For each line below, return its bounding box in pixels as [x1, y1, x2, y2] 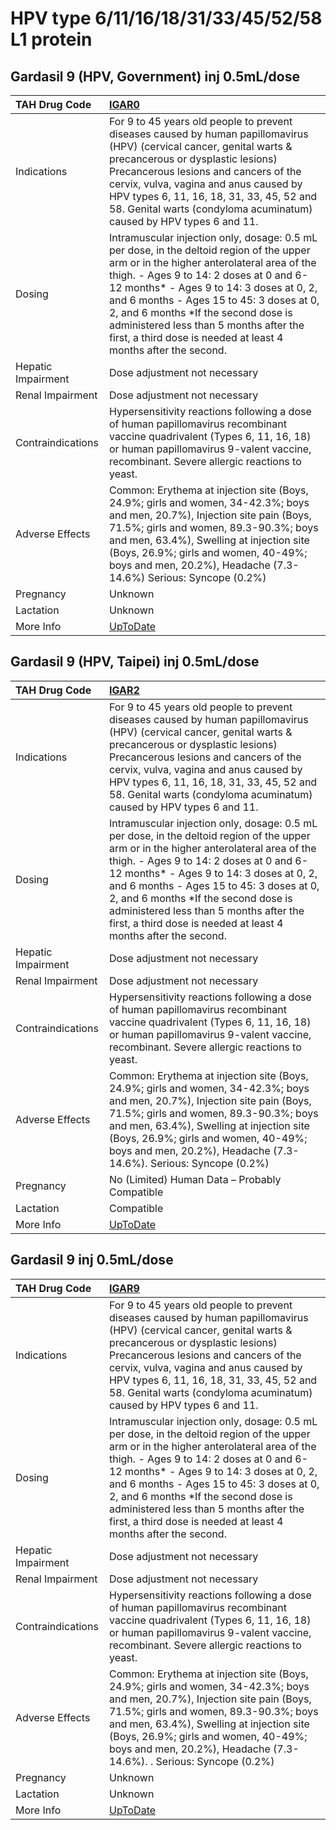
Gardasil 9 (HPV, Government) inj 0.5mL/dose [10, 68, 300, 85]
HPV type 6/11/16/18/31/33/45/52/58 [10, 7, 323, 30]
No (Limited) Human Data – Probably [108, 1172, 282, 1186]
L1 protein [10, 28, 93, 51]
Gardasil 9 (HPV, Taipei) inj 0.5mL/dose [10, 653, 260, 671]
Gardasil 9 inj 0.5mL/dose [10, 1252, 174, 1269]
